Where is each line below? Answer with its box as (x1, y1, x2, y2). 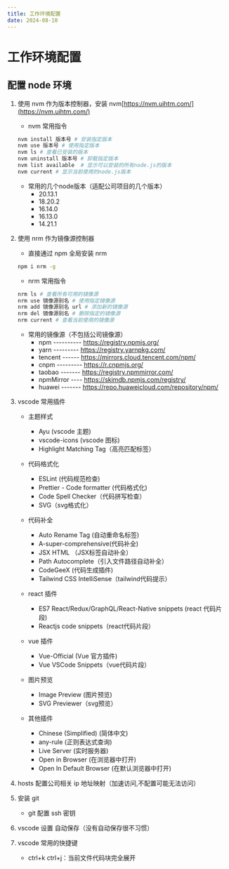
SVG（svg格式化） (38, 501, 93, 509)
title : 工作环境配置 (7, 10, 61, 18)
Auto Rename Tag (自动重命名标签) (38, 531, 140, 539)
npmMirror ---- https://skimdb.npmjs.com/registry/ (38, 376, 186, 383)
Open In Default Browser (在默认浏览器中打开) (38, 764, 172, 772)
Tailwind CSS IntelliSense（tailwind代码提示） (38, 575, 171, 583)
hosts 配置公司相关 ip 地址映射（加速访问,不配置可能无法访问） (17, 779, 200, 787)
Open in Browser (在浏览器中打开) (38, 755, 137, 764)
